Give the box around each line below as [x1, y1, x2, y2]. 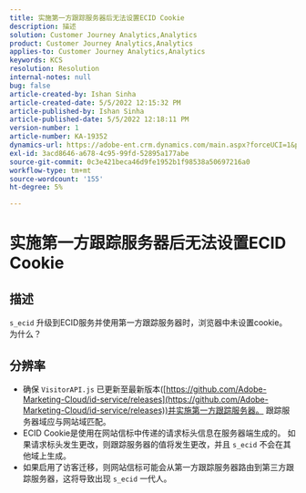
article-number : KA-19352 [9, 132, 107, 141]
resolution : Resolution [9, 65, 100, 74]
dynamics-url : [9, 140, 64, 149]
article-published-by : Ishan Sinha [9, 107, 145, 116]
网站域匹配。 [62, 416, 111, 426]
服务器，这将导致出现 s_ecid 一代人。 [30, 473, 172, 484]
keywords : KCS [9, 56, 64, 65]
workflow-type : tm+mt [9, 166, 92, 175]
